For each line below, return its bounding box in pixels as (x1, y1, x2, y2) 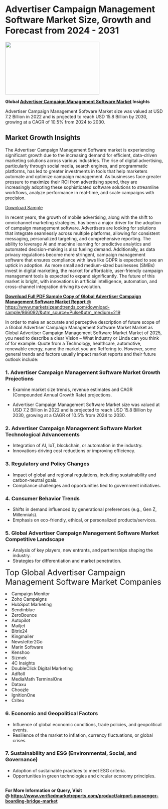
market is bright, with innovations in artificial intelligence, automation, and (5, 278, 157, 284)
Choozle (12, 687, 29, 693)
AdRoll (12, 671, 25, 677)
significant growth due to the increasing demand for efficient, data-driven (5, 152, 157, 158)
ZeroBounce (12, 612, 37, 618)
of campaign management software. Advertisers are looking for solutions (5, 225, 156, 231)
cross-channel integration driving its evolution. (5, 284, 102, 290)
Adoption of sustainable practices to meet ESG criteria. (12, 767, 126, 773)
